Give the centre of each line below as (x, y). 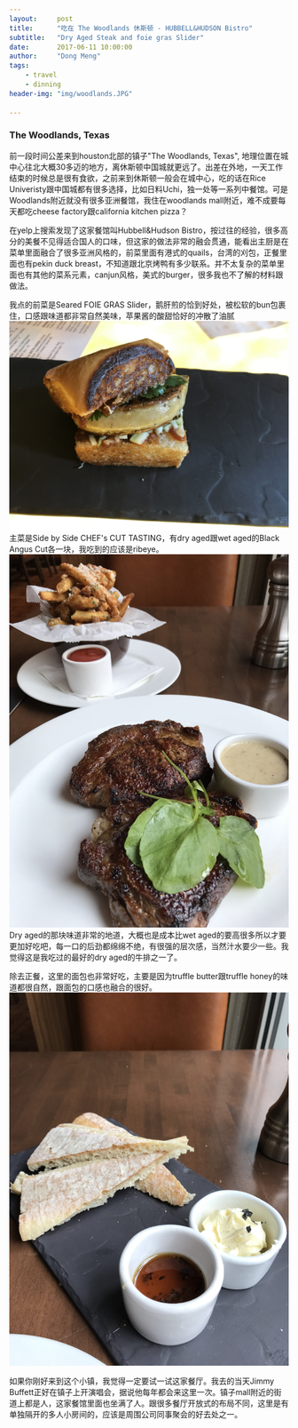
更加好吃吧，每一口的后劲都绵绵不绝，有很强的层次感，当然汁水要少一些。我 (149, 946)
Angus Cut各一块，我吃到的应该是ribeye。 (86, 549)
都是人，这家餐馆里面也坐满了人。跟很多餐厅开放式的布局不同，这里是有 (157, 1403)
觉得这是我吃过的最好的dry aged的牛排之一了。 (96, 957)
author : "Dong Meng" (55, 56)
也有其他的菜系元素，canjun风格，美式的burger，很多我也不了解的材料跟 (150, 275)
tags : (19, 66)
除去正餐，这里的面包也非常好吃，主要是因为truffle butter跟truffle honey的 (145, 977)
